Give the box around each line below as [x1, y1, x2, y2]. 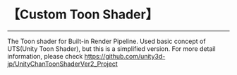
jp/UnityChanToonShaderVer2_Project [7, 59, 118, 68]
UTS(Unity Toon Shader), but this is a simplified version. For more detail [7, 44, 217, 53]
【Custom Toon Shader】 [7, 6, 159, 23]
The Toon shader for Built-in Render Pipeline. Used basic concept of [7, 37, 206, 45]
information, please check [7, 52, 83, 60]
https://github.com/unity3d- [84, 52, 166, 60]
